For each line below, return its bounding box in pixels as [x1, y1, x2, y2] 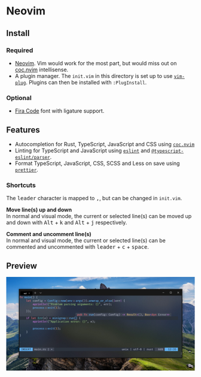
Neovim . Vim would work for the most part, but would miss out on [14, 59, 177, 67]
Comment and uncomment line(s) [6, 231, 92, 238]
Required [6, 46, 33, 55]
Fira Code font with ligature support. [14, 107, 105, 114]
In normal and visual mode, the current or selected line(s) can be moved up [6, 213, 192, 220]
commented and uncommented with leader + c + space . [6, 243, 150, 251]
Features [6, 125, 40, 135]
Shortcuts [6, 181, 36, 189]
